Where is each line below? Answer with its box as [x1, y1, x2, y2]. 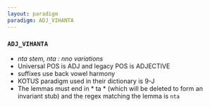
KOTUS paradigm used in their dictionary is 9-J [17, 77, 155, 85]
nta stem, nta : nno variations [17, 54, 104, 63]
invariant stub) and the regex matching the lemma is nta [17, 92, 180, 100]
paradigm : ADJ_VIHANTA [7, 17, 74, 24]
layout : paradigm [7, 10, 58, 18]
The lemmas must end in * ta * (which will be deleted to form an [17, 84, 203, 92]
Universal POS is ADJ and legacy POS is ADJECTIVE [17, 61, 171, 70]
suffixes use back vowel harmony [17, 69, 116, 77]
